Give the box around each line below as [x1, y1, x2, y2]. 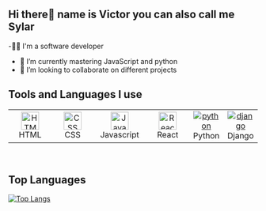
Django [226, 130, 254, 141]
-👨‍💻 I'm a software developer [8, 41, 104, 51]
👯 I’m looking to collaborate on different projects [19, 65, 177, 74]
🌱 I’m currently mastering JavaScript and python [19, 56, 178, 66]
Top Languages [8, 173, 86, 187]
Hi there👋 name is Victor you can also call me [8, 8, 235, 21]
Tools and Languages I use [8, 88, 142, 101]
